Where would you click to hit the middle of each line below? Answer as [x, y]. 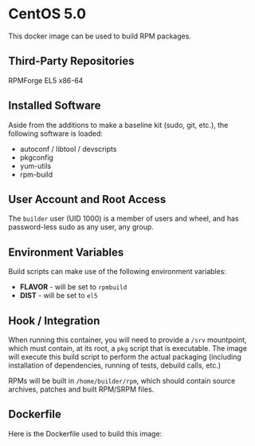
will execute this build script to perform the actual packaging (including [125, 357]
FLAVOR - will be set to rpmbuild [73, 287]
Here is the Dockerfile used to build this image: [85, 433]
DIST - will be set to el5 [59, 296]
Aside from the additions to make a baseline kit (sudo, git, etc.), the [118, 125]
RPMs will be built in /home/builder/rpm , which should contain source [122, 381]
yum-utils [35, 165]
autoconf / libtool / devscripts [68, 149]
